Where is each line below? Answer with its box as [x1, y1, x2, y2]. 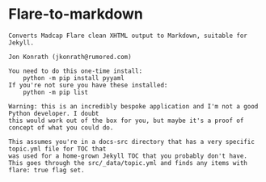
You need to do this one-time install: [8, 66, 143, 75]
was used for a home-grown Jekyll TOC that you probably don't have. [8, 151, 248, 160]
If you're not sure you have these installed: [8, 81, 168, 89]
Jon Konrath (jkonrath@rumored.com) [8, 53, 132, 61]
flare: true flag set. [8, 166, 85, 174]
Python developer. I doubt [8, 109, 99, 117]
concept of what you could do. [8, 123, 114, 132]
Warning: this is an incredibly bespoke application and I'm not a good [8, 102, 259, 110]
